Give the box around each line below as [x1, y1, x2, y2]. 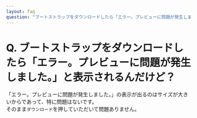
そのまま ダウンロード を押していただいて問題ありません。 [6, 106, 140, 113]
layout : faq [6, 8, 35, 15]
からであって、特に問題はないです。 [11, 98, 98, 106]
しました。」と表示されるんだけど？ [6, 70, 176, 84]
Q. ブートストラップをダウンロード [6, 41, 174, 55]
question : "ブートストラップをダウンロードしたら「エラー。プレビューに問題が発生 [6, 14, 184, 20]
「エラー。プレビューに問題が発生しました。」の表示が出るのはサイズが [6, 91, 178, 98]
